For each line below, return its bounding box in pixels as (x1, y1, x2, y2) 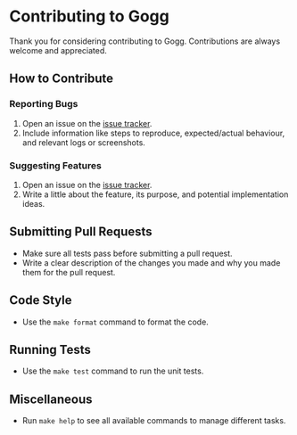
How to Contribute (9, 71, 114, 86)
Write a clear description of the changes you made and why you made (21, 257, 281, 268)
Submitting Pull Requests (9, 225, 153, 240)
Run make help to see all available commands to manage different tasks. (21, 415, 286, 426)
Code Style (9, 292, 72, 308)
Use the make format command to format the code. (21, 316, 210, 327)
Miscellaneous (9, 391, 93, 406)
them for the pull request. (21, 267, 116, 277)
